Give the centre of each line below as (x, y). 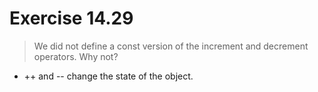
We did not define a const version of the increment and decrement (171, 46)
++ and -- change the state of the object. (108, 76)
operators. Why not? (76, 56)
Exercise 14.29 (71, 18)
